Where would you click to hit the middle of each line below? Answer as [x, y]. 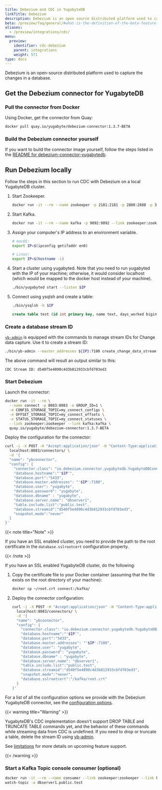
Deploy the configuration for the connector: [48, 437]
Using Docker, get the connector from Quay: [49, 117]
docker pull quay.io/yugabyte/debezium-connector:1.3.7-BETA [68, 126]
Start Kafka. [24, 214]
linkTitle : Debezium [26, 14]
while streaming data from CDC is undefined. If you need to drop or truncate [81, 731]
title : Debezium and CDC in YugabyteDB [45, 9]
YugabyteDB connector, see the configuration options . [59, 702]
